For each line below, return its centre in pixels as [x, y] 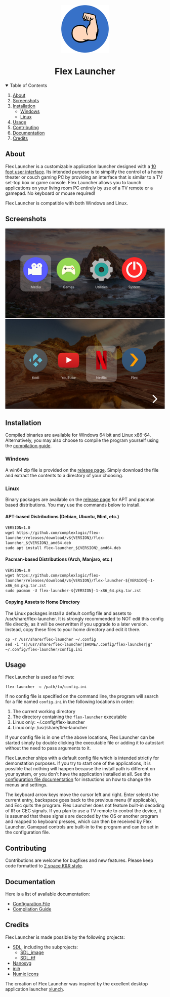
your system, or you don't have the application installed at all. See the [78, 774]
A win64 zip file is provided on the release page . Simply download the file [82, 470]
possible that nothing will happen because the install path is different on [80, 769]
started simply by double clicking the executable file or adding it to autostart [85, 743]
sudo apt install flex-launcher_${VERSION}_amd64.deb [63, 548]
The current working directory [44, 712]
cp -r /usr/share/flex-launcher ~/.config [51, 639]
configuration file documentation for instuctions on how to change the [78, 779]
